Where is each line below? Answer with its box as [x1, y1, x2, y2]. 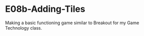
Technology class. [5, 25, 42, 31]
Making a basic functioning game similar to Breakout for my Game [5, 20, 140, 26]
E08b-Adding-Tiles [5, 3, 85, 15]
